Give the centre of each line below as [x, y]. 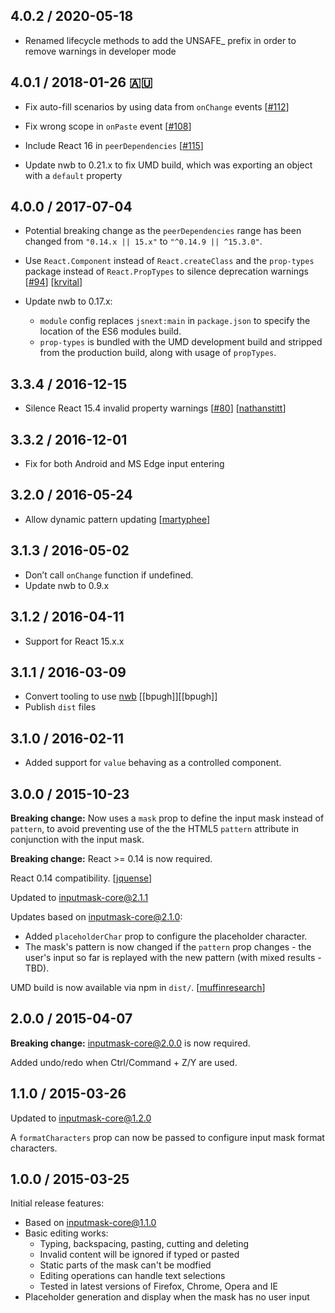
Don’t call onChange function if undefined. [109, 575]
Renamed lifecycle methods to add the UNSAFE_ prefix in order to [160, 40]
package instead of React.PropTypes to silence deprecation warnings [166, 271]
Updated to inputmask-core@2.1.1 [79, 897]
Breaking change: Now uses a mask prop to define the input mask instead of [167, 818]
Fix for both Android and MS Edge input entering [124, 464]
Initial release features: [57, 1203]
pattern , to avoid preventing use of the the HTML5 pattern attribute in [155, 828]
